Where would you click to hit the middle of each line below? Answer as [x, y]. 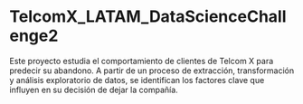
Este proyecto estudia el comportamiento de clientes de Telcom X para [142, 61]
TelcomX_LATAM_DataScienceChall [148, 17]
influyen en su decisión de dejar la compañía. [94, 90]
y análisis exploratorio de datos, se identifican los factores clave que [137, 80]
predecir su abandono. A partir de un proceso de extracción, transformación [152, 71]
